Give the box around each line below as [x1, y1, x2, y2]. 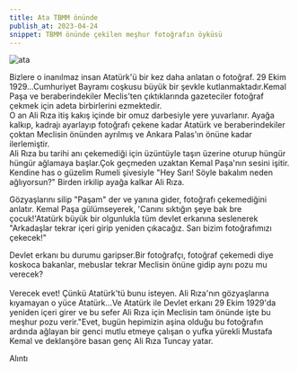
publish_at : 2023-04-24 [9, 22, 99, 31]
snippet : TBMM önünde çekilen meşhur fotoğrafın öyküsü [9, 30, 223, 39]
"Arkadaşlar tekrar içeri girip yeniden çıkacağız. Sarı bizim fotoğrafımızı [9, 223, 272, 234]
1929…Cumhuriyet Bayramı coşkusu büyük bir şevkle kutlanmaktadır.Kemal [9, 82, 287, 93]
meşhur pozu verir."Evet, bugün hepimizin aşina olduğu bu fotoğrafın [9, 316, 264, 328]
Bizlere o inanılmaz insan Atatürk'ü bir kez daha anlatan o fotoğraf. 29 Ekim [9, 72, 287, 83]
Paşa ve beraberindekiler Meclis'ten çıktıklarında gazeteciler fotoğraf [9, 91, 265, 102]
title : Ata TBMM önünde [9, 13, 99, 22]
